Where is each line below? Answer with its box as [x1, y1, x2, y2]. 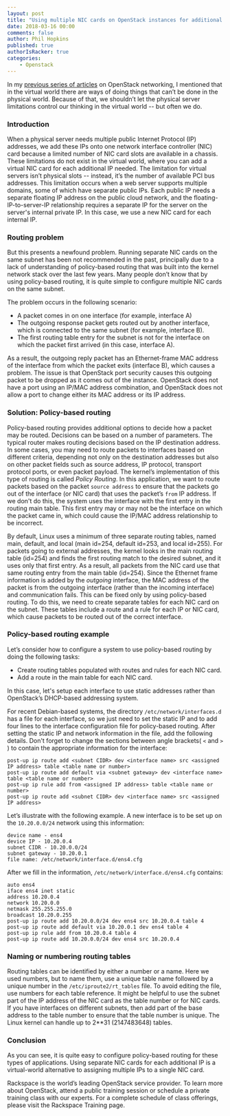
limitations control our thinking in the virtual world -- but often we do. [7, 102, 203, 110]
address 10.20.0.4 [7, 893, 60, 901]
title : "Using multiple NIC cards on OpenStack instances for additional [7, 17, 223, 23]
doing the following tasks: [7, 652, 80, 661]
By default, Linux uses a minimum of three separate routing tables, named [7, 531, 216, 540]
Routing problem [7, 232, 64, 242]
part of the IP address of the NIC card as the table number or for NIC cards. [7, 996, 221, 1005]
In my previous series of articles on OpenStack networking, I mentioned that [7, 80, 222, 88]
